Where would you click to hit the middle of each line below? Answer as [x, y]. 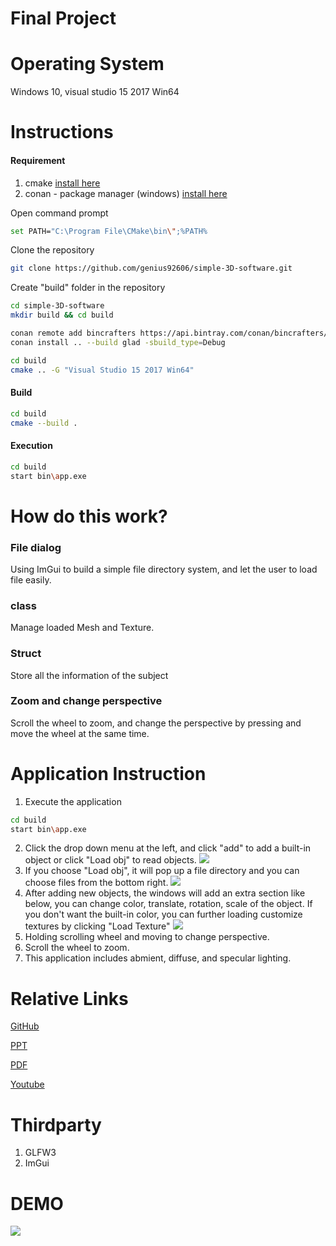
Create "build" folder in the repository [88, 288]
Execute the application [73, 801]
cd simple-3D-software [57, 306]
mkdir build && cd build [62, 315]
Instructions [62, 132]
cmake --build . [44, 423]
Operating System [87, 64]
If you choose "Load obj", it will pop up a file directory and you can [162, 871]
